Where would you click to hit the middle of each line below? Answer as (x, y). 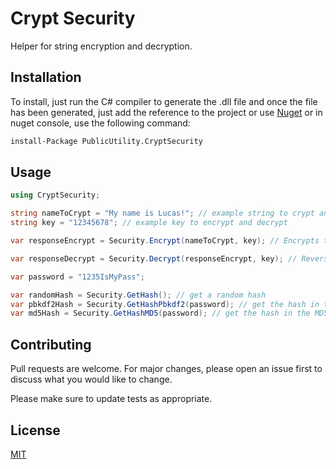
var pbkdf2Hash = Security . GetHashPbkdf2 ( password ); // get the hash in (165, 304)
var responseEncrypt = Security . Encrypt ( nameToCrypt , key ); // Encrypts (165, 241)
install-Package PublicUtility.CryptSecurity (106, 141)
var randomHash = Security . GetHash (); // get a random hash (138, 295)
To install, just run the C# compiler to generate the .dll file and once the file (164, 101)
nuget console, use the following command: (100, 123)
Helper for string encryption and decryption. (101, 46)
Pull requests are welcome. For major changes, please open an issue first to (166, 369)
